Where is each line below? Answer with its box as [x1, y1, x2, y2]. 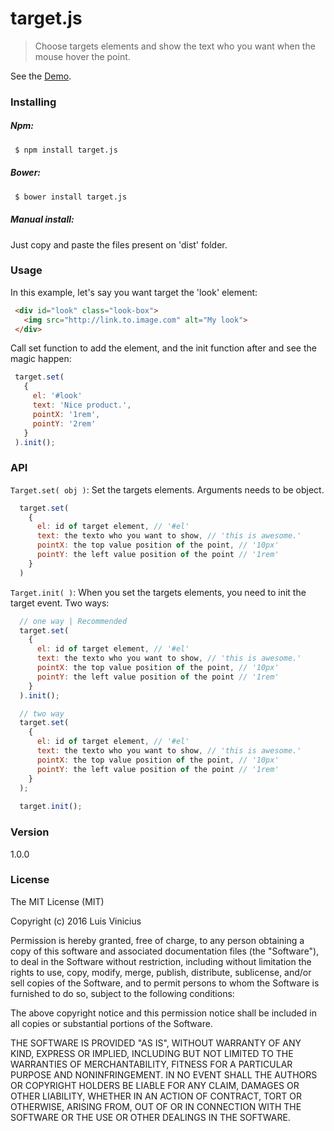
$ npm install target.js [14, 145, 118, 155]
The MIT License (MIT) [10, 895, 105, 907]
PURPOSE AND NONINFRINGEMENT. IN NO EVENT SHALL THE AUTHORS [10, 1068, 318, 1081]
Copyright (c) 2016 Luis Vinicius [10, 915, 142, 927]
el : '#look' [32, 391, 83, 401]
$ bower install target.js [14, 192, 128, 202]
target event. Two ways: [10, 597, 110, 609]
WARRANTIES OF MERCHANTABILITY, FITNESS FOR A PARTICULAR [10, 1058, 293, 1070]
